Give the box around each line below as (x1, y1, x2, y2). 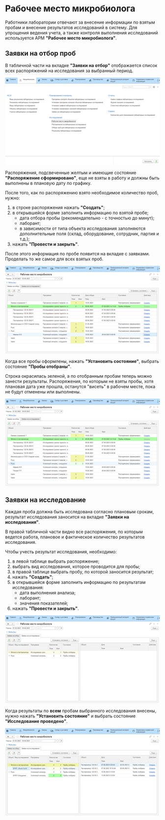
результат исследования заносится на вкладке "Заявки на (5, 514, 129, 520)
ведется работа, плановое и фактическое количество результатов (5, 534, 145, 540)
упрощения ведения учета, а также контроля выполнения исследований (5, 30, 158, 36)
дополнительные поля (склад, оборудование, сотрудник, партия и (19, 231, 159, 237)
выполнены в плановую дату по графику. (5, 180, 92, 186)
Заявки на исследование (5, 496, 86, 504)
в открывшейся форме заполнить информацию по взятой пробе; (12, 210, 149, 216)
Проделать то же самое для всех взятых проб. (5, 256, 104, 262)
